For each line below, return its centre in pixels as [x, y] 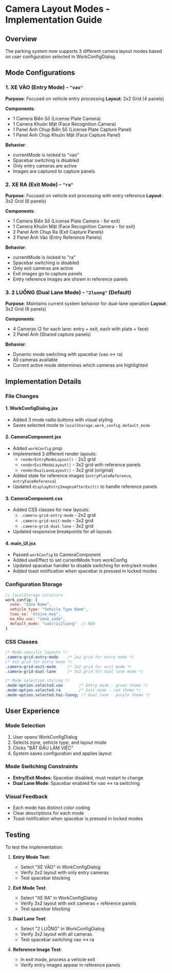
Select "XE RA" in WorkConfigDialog [59, 897]
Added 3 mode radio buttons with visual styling [63, 420]
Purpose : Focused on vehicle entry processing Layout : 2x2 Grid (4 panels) [85, 99]
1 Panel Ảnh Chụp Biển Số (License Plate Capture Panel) [72, 129]
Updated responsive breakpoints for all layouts [62, 532]
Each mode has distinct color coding [51, 808]
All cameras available [35, 360]
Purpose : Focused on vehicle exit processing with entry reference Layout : [84, 195]
